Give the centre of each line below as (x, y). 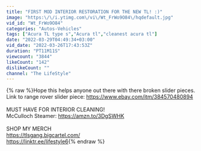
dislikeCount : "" (28, 68)
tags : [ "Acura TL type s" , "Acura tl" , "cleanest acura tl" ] (82, 34)
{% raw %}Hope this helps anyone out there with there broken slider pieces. (101, 90)
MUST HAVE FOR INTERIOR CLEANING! (56, 109)
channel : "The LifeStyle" (39, 73)
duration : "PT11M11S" (33, 51)
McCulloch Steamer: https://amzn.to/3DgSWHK (65, 116)
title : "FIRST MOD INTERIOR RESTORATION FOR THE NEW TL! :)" (85, 12)
